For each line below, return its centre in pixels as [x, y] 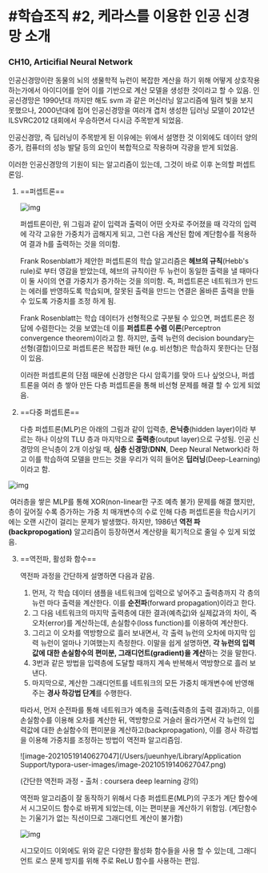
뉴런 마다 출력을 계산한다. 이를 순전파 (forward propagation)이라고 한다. [144, 603]
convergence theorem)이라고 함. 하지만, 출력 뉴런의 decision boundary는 [137, 338]
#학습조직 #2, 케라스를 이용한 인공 [114, 16]
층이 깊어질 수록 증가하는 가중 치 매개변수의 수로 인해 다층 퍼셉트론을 [115, 512]
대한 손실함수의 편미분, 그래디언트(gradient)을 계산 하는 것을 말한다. [152, 653]
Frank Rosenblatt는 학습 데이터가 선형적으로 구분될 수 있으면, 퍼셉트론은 [133, 318]
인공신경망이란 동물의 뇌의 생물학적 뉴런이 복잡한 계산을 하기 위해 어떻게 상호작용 [134, 80]
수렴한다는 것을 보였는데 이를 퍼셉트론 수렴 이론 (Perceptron [128, 328]
